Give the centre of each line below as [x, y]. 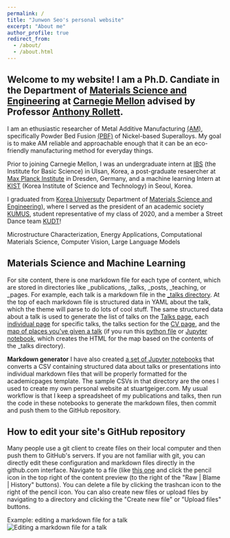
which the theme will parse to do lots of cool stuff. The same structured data [115, 309]
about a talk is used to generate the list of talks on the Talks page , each [108, 316]
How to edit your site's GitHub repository [96, 432]
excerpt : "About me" [37, 26]
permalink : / [26, 13]
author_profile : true [38, 33]
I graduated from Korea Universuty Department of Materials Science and [110, 199]
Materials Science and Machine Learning [96, 263]
